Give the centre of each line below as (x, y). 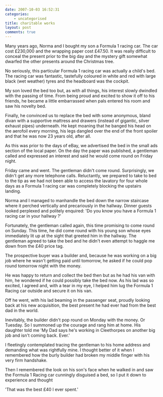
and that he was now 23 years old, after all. (48, 136)
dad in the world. (22, 311)
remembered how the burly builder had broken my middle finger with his (77, 355)
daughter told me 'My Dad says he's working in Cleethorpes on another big (80, 330)
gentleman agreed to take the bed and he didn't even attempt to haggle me (80, 241)
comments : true (20, 32)
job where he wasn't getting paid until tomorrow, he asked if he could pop (79, 261)
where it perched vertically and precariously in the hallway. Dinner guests (78, 206)
